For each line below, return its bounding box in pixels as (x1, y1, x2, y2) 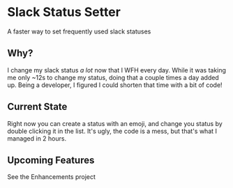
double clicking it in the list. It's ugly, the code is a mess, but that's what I (7, 127, 218, 135)
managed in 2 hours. (7, 134, 67, 143)
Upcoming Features (7, 154, 95, 166)
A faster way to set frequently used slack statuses (7, 27, 151, 36)
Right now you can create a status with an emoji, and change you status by (7, 119, 223, 127)
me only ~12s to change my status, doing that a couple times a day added (7, 73, 220, 81)
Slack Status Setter (7, 4, 121, 20)
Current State (7, 101, 68, 113)
